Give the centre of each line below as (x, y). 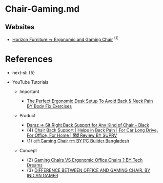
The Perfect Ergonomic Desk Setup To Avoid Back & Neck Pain (90, 101)
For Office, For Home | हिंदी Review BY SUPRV (72, 135)
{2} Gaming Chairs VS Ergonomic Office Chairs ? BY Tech (85, 160)
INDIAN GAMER (42, 175)
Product (27, 115)
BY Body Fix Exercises (49, 106)
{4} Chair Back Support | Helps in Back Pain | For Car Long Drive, (92, 130)
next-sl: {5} (23, 73)
